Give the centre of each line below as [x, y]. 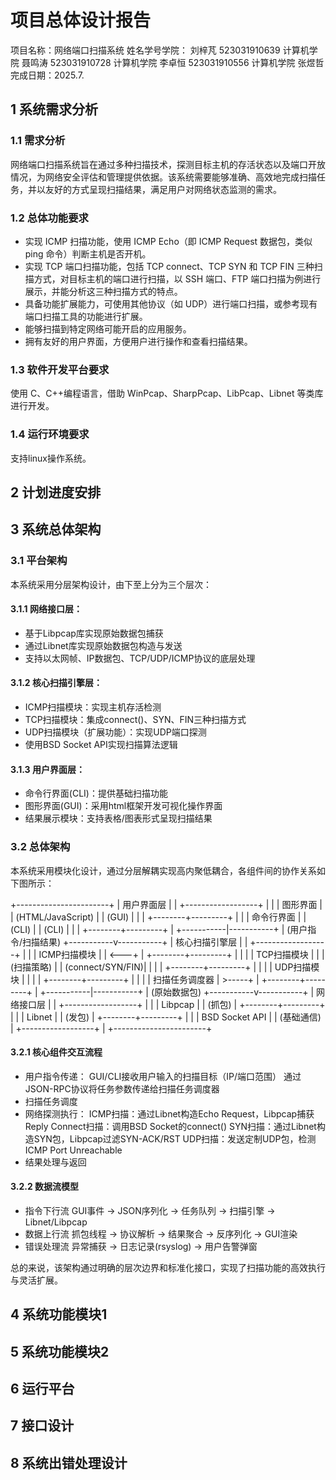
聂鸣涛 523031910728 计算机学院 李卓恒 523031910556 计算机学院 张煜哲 [173, 62]
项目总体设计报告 [81, 20]
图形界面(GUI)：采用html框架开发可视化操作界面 [123, 806]
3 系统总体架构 [56, 529]
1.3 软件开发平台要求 [60, 369]
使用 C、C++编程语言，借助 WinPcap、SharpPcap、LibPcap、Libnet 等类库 [167, 393]
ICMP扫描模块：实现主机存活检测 [93, 707]
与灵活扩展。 [36, 1280]
